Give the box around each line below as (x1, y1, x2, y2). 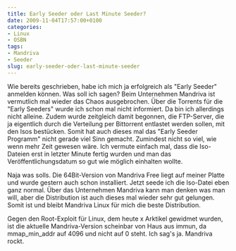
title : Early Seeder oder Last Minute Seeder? (7, 10, 147, 18)
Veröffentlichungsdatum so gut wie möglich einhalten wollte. (7, 157, 183, 166)
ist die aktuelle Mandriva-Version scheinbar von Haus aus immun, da (7, 221, 206, 230)
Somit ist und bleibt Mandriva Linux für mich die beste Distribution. (7, 200, 201, 209)
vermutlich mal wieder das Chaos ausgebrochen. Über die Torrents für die (7, 97, 223, 106)
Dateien (7, 149, 30, 158)
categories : (7, 23, 42, 30)
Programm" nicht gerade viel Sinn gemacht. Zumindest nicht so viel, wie (7, 135, 217, 143)
